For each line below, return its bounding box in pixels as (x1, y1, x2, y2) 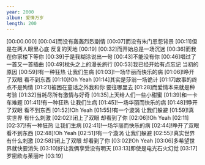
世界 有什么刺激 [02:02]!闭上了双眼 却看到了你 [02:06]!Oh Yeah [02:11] (11, 114, 189, 122)
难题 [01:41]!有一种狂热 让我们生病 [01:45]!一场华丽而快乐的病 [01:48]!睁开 (11, 99, 198, 106)
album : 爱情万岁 (6, 15, 44, 21)
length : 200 (6, 20, 37, 26)
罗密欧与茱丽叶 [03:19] (6, 152, 64, 159)
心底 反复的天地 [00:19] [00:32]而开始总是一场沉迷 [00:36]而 (38, 45, 192, 53)
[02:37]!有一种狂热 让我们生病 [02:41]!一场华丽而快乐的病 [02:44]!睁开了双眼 (6, 122, 199, 129)
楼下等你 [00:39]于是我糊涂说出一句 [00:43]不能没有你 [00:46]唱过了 (22, 53, 197, 61)
